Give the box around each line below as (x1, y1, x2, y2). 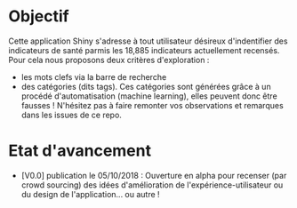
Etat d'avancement (8, 140, 152, 161)
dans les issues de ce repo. (20, 109, 122, 120)
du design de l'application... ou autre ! (20, 188, 161, 199)
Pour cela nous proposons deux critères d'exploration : (8, 54, 210, 65)
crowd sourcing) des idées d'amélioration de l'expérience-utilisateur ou (20, 180, 284, 190)
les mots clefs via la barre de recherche (20, 71, 167, 82)
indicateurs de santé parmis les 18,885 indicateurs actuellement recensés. (8, 44, 280, 55)
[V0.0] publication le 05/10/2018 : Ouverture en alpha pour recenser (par (20, 170, 287, 180)
